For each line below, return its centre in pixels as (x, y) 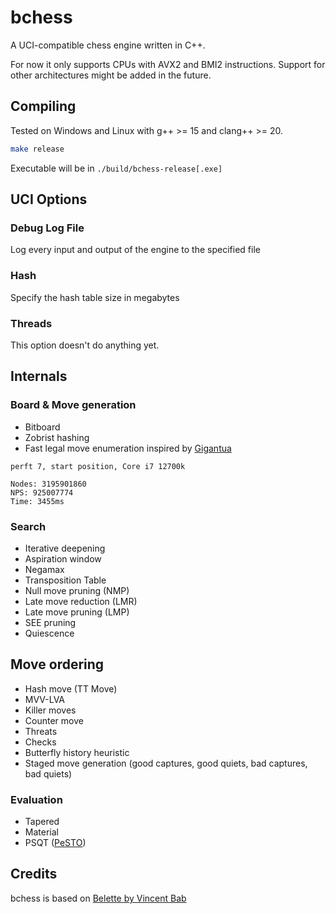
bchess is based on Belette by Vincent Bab (98, 898)
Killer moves (50, 710)
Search (28, 526)
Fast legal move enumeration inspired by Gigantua (128, 448)
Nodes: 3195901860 (48, 484)
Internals (39, 376)
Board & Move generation (73, 405)
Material (41, 832)
